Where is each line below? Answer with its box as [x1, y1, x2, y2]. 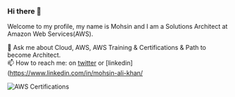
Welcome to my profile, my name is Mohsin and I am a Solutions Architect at [7, 22, 228, 31]
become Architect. [7, 51, 61, 59]
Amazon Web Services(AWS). [7, 30, 94, 38]
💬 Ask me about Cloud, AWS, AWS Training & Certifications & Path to [7, 44, 206, 52]
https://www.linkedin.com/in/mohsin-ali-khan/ [9, 69, 143, 77]
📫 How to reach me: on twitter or [7, 59, 104, 67]
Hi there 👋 [7, 6, 42, 16]
